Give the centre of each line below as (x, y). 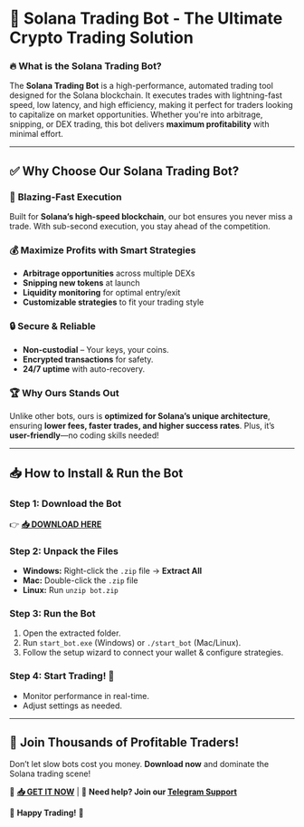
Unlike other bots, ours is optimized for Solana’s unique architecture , (140, 416)
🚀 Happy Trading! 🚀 (47, 813)
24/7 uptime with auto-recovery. (84, 369)
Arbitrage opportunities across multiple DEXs (109, 273)
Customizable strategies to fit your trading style (113, 302)
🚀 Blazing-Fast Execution (66, 197)
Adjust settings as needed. (72, 705)
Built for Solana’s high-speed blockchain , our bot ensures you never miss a (151, 217)
